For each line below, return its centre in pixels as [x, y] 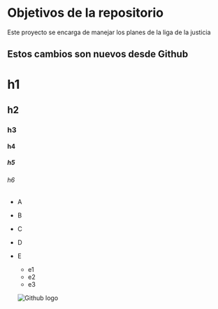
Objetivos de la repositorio [86, 13]
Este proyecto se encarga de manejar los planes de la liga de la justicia [109, 32]
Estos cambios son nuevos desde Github [98, 54]
